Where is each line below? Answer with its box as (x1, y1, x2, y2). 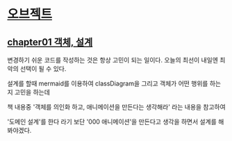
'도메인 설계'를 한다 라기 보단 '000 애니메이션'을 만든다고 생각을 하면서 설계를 (7, 117, 217, 126)
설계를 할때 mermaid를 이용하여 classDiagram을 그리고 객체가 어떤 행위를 (7, 79, 208, 88)
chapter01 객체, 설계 (7, 36, 93, 48)
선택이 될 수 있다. (19, 65, 67, 73)
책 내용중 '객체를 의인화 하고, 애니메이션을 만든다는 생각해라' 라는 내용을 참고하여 (7, 103, 226, 111)
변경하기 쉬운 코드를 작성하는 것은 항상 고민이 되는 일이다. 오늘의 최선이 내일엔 (7, 56, 219, 64)
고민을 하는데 (14, 88, 51, 96)
